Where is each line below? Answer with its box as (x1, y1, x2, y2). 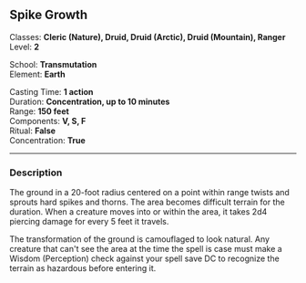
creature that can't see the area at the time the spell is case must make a (9, 244, 282, 255)
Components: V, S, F (9, 115, 87, 126)
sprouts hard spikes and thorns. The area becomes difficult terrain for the (9, 196, 285, 208)
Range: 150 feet (9, 105, 70, 117)
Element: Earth (9, 68, 66, 79)
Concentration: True (9, 134, 86, 145)
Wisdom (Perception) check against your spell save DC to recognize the (9, 253, 280, 264)
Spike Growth (9, 7, 88, 23)
